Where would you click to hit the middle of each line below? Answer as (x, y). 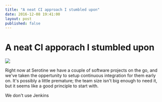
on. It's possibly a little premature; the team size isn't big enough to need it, (81, 81)
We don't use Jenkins (27, 96)
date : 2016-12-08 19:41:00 (33, 14)
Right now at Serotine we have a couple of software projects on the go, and (81, 70)
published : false (23, 23)
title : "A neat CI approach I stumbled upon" (52, 10)
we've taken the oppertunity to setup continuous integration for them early (81, 76)
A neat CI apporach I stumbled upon (80, 48)
